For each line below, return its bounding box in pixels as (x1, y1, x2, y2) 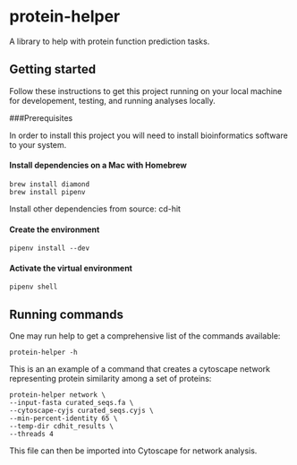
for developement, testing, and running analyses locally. (9, 95, 216, 106)
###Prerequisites (9, 112, 73, 123)
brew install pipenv (9, 187, 87, 196)
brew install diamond (9, 179, 90, 189)
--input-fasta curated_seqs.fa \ (9, 399, 134, 408)
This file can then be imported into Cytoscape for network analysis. (9, 445, 258, 456)
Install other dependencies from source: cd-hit (9, 203, 182, 214)
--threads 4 (9, 430, 54, 439)
